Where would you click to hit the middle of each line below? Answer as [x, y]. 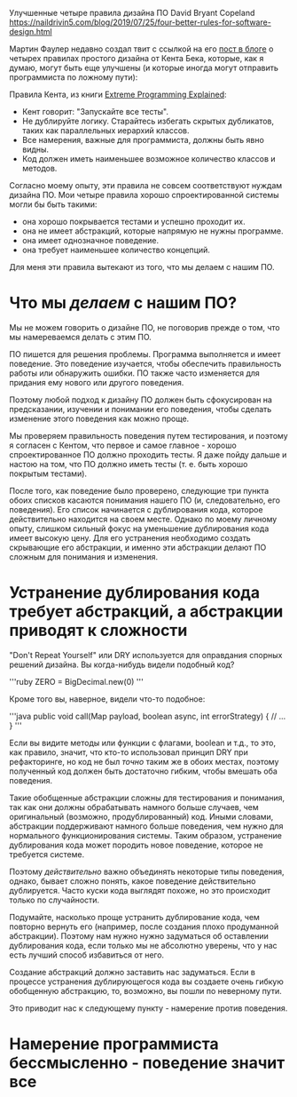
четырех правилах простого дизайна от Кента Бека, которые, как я [137, 58]
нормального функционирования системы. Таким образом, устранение [145, 835]
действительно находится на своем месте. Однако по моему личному [143, 519]
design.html [31, 32]
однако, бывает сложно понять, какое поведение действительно [133, 881]
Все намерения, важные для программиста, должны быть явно [143, 140]
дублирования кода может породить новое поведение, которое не [137, 845]
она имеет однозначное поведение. [90, 240]
